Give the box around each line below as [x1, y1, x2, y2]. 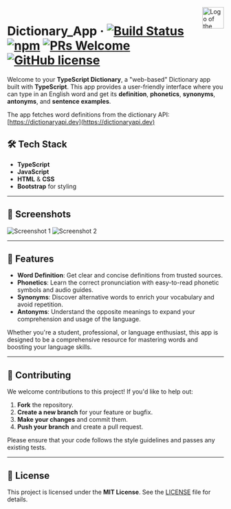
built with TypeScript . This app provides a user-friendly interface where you [7, 82, 223, 91]
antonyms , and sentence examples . [7, 97, 111, 105]
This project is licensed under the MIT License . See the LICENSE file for [7, 488, 211, 496]
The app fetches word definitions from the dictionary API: [7, 110, 170, 119]
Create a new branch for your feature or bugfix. [16, 408, 153, 416]
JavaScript [16, 168, 49, 176]
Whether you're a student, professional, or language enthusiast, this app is [7, 328, 219, 337]
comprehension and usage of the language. [16, 315, 141, 324]
